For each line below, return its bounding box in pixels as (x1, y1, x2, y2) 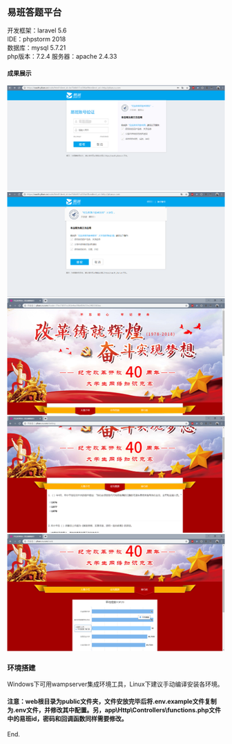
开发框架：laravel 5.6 (7, 26, 67, 35)
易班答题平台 (7, 6, 62, 19)
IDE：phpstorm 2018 (7, 35, 66, 43)
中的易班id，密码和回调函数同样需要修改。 (7, 714, 128, 723)
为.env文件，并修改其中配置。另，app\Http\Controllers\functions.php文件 (7, 705, 222, 714)
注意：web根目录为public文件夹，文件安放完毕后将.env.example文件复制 (7, 697, 217, 705)
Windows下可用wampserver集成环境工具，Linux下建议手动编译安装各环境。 (7, 680, 224, 688)
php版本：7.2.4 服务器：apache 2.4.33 (7, 52, 117, 60)
